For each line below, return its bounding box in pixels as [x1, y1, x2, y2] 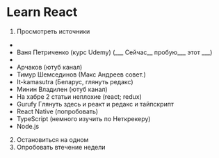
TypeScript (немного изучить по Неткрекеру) [16, 114, 151, 123]
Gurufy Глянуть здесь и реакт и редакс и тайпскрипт [16, 100, 175, 108]
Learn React [6, 4, 78, 20]
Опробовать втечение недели [16, 143, 106, 151]
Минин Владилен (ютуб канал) [16, 85, 108, 93]
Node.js [16, 122, 40, 130]
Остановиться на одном [16, 135, 89, 143]
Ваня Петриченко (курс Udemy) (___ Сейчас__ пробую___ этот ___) [16, 48, 213, 56]
